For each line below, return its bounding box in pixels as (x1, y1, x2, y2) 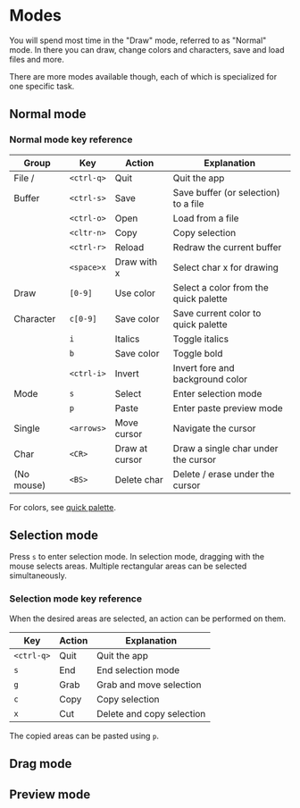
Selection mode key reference (9, 593, 143, 605)
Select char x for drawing (172, 261, 279, 274)
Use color (114, 287, 156, 299)
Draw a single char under (172, 442, 279, 454)
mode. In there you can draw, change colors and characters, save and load (9, 44, 285, 55)
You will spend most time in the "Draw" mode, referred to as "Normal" (9, 35, 267, 46)
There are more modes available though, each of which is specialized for (9, 71, 278, 81)
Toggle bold (172, 347, 223, 359)
